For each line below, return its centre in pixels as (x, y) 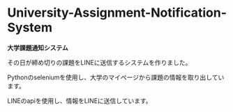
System (30, 27)
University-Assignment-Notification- (117, 13)
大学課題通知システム (38, 47)
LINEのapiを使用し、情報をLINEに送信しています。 (80, 101)
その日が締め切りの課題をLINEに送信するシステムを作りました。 (99, 62)
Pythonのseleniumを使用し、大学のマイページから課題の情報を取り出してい (116, 77)
